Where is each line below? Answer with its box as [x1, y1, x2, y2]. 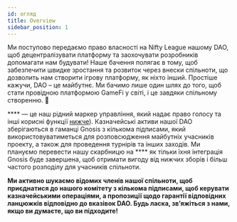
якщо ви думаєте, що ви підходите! [7, 207, 119, 216]
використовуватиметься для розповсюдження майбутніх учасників [7, 132, 215, 141]
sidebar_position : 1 [7, 23, 69, 31]
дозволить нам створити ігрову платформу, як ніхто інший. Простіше [7, 73, 218, 82]
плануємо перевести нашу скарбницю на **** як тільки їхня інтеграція [7, 147, 223, 157]
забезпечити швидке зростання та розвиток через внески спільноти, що [7, 65, 228, 75]
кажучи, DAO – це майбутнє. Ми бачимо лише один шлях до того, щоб [7, 81, 222, 90]
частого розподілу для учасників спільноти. [7, 163, 141, 171]
